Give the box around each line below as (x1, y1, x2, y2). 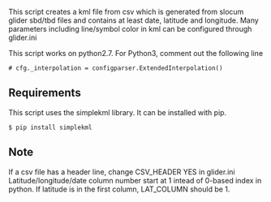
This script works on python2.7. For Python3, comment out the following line (8, 49, 264, 58)
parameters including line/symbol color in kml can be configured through (8, 24, 252, 33)
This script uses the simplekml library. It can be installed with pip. (8, 107, 227, 117)
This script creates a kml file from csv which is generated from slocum (8, 7, 244, 16)
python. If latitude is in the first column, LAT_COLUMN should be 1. (8, 184, 230, 194)
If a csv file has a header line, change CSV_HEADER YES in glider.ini (8, 166, 235, 177)
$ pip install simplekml (8, 123, 92, 131)
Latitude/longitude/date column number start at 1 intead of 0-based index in (8, 175, 262, 185)
